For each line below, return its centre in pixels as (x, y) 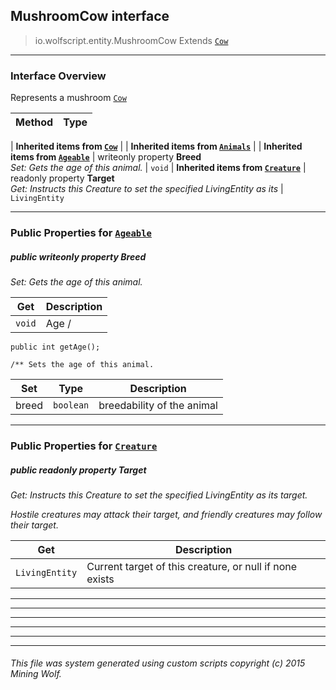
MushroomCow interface (90, 16)
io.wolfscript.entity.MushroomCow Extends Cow (131, 40)
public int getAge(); (55, 347)
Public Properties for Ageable (81, 233)
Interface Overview (58, 76)
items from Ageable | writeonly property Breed (106, 157)
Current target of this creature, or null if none (192, 566)
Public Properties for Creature (84, 446)
